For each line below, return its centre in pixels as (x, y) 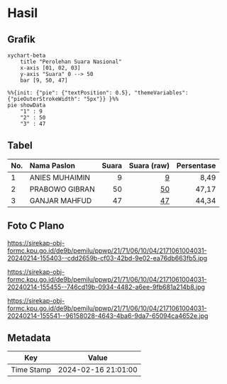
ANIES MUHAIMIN (60, 177)
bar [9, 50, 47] (44, 80)
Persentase (196, 165)
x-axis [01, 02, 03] (50, 68)
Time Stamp (31, 370)
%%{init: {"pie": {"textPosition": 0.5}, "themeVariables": (98, 93)
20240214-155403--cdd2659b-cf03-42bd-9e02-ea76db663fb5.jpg (107, 258)
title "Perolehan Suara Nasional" (71, 62)
